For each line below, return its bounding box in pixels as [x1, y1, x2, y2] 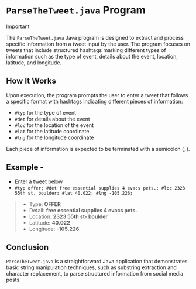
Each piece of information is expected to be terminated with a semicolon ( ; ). [6, 145, 190, 152]
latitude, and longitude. [6, 59, 62, 66]
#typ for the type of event [14, 109, 77, 116]
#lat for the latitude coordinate [14, 128, 90, 135]
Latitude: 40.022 [29, 219, 70, 226]
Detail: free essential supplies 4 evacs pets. [29, 207, 137, 214]
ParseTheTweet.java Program [6, 4, 146, 17]
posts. [6, 276, 22, 284]
